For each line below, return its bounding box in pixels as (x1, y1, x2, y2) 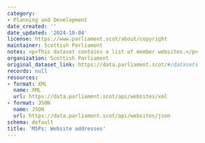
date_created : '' (7, 23, 57, 30)
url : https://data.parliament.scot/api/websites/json (13, 112, 171, 119)
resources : (7, 74, 39, 81)
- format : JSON (7, 100, 51, 107)
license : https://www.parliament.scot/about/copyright (7, 36, 168, 43)
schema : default (7, 118, 54, 126)
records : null (7, 67, 48, 74)
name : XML (13, 87, 41, 93)
